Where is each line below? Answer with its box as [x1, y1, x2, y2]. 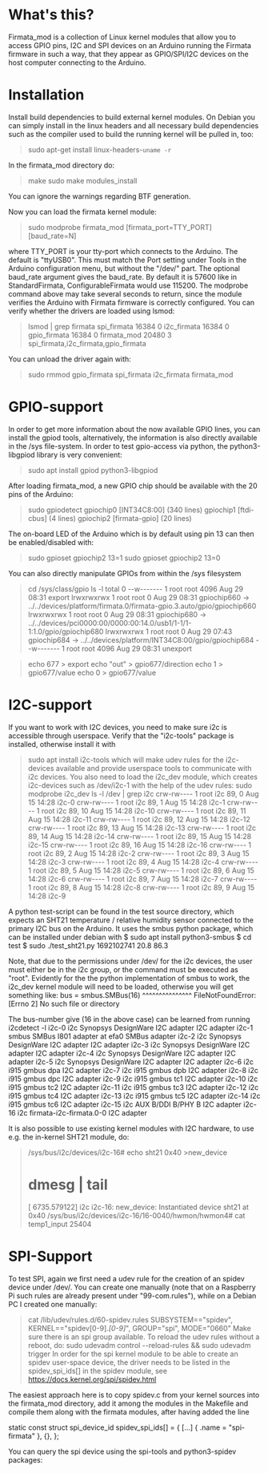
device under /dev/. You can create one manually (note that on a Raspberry [8, 1282, 256, 1292]
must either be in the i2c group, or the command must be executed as [8, 964, 238, 975]
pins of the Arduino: [8, 489, 74, 498]
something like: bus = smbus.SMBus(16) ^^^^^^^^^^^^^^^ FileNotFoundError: [8, 990, 257, 999]
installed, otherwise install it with [8, 739, 116, 749]
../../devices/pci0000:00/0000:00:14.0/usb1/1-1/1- [27, 618, 192, 628]
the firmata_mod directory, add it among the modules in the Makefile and [8, 1398, 249, 1408]
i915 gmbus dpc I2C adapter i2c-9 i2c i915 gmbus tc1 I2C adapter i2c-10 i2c [8, 1074, 258, 1084]
